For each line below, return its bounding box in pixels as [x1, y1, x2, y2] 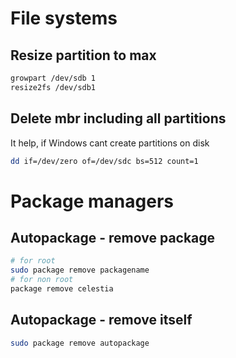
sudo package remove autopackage [10, 338, 150, 348]
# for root [10, 256, 56, 266]
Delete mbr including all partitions [10, 110, 227, 127]
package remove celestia [10, 284, 114, 294]
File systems [10, 7, 118, 30]
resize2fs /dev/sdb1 [10, 82, 97, 92]
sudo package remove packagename [10, 265, 150, 276]
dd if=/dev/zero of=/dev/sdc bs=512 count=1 [10, 156, 199, 166]
